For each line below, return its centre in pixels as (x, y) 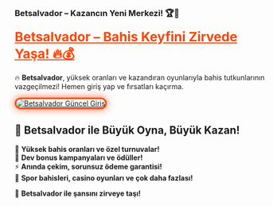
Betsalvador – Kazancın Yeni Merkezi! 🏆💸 (97, 13)
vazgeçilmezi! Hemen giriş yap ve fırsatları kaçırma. (99, 87)
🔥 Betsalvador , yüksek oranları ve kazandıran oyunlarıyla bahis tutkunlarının (140, 78)
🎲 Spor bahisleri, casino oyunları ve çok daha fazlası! (104, 178)
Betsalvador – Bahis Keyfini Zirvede (126, 37)
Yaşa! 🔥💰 (45, 54)
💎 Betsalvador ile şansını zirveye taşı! (78, 193)
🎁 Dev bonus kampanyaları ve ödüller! (79, 157)
